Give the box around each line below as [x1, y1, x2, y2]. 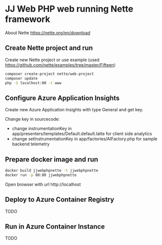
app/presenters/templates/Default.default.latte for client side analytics [12, 131, 152, 137]
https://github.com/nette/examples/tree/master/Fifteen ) [5, 62, 116, 68]
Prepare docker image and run [5, 155, 98, 163]
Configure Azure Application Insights [5, 94, 120, 102]
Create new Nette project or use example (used [5, 57, 100, 63]
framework [5, 14, 50, 25]
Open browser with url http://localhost [5, 181, 81, 187]
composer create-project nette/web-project [5, 71, 94, 76]
